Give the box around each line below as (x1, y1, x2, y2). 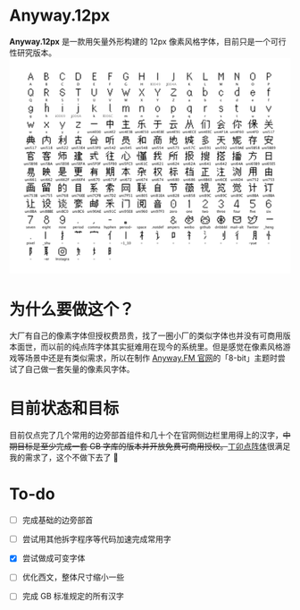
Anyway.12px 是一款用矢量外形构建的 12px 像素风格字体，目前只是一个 (9, 36, 271, 47)
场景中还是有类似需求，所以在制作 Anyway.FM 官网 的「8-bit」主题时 (24, 352, 279, 363)
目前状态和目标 (9, 399, 120, 419)
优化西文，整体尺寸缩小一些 (21, 572, 125, 582)
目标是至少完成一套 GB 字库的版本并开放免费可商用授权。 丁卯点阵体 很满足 (16, 441, 291, 452)
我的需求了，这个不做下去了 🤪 (9, 453, 119, 463)
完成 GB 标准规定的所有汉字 (21, 591, 125, 602)
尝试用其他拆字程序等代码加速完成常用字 (21, 534, 171, 545)
